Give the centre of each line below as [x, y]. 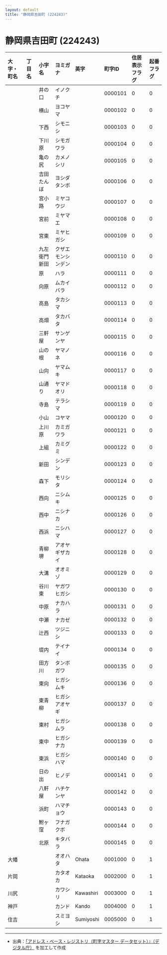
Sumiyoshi [87, 920]
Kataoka [85, 876]
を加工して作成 [51, 948]
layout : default [22, 10]
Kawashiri [87, 893]
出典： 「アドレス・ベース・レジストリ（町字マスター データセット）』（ [84, 942]
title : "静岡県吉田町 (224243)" [37, 14]
